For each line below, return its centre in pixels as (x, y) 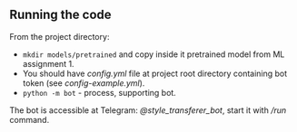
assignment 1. (48, 63)
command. (30, 119)
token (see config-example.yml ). (84, 83)
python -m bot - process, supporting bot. (99, 92)
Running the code (60, 15)
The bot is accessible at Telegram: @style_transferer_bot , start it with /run (148, 110)
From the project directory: (59, 36)
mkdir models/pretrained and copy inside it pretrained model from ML (153, 54)
